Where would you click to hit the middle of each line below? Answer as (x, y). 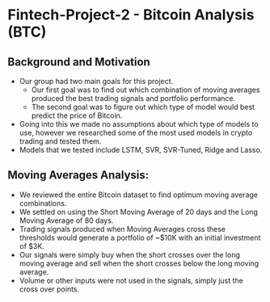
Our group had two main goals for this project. (96, 81)
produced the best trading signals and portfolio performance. (133, 98)
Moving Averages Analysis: (78, 175)
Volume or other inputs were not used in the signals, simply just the (131, 280)
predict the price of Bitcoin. (77, 115)
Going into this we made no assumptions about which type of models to (139, 124)
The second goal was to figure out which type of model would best (143, 107)
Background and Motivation (79, 62)
